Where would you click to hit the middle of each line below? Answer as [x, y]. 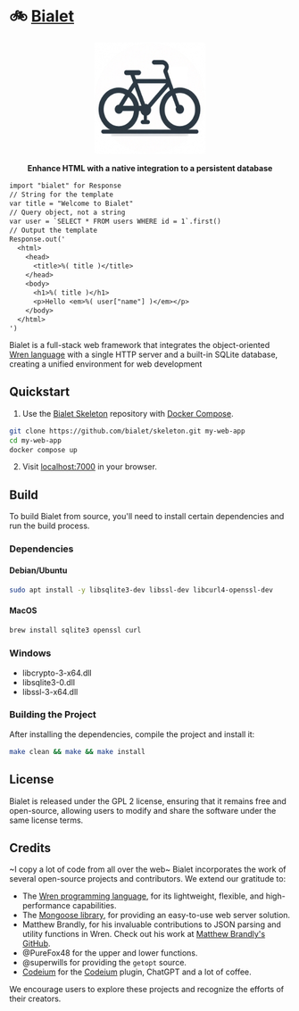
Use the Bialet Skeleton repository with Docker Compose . [128, 413]
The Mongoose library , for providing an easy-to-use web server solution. [156, 916]
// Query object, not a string [67, 212]
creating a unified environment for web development [106, 364]
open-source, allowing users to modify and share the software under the [143, 810]
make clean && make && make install [77, 751]
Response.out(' [37, 239]
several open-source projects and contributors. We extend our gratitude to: [148, 879]
